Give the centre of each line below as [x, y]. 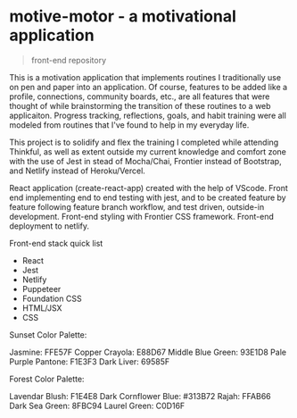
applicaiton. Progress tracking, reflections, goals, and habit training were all [148, 115]
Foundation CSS [52, 298]
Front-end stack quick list [56, 243]
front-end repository [69, 60]
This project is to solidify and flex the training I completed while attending [144, 142]
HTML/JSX [42, 308]
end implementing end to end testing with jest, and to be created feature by [148, 197]
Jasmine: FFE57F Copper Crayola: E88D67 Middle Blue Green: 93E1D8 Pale [148, 352]
